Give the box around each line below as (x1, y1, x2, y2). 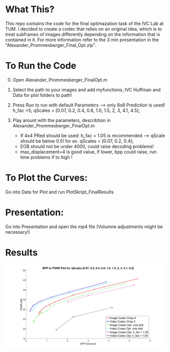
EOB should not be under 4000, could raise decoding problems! (20, 143, 154, 149)
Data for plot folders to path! (12, 92, 72, 98)
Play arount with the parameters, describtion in (12, 117, 111, 123)
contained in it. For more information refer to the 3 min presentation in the (5, 37, 159, 43)
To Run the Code (5, 60, 77, 72)
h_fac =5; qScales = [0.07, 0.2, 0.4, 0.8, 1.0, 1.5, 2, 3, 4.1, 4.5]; (12, 107, 141, 113)
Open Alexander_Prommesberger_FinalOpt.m (12, 76, 108, 83)
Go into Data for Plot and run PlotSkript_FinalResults (5, 188, 114, 195)
